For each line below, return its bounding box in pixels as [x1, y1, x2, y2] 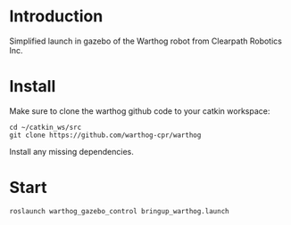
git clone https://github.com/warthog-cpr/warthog [9, 131, 202, 140]
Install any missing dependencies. [9, 146, 134, 157]
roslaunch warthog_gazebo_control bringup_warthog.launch [9, 206, 229, 215]
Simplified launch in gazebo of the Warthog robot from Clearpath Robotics [9, 36, 283, 46]
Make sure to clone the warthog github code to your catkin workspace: [9, 105, 270, 117]
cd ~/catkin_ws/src [9, 123, 82, 132]
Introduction [9, 6, 104, 27]
